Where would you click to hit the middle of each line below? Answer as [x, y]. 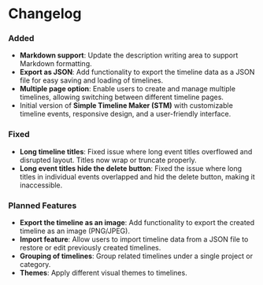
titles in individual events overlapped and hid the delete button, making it [137, 176]
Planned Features [43, 205]
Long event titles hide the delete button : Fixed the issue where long [131, 168]
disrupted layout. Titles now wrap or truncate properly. [108, 160]
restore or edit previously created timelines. [90, 248]
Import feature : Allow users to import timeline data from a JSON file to [134, 239]
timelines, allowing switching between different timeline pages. [122, 97]
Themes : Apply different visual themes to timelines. [103, 273]
